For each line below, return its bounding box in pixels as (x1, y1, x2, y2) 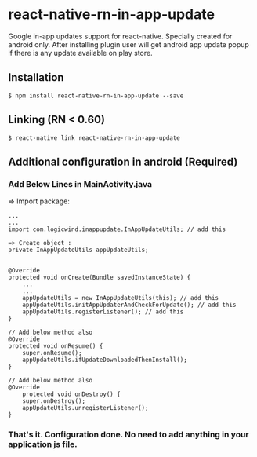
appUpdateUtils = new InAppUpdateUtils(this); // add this (22, 294, 219, 302)
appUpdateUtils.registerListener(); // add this (22, 308, 184, 316)
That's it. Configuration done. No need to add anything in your (8, 430, 249, 441)
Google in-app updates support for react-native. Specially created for (8, 31, 233, 41)
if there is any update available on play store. (8, 48, 153, 57)
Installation (8, 71, 64, 84)
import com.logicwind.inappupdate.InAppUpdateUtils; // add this (8, 225, 226, 233)
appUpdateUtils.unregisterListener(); (22, 404, 149, 412)
